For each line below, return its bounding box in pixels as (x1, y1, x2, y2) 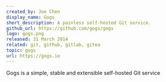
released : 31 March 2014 (6, 36, 68, 42)
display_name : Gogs (6, 14, 55, 20)
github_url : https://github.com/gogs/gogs (6, 25, 114, 31)
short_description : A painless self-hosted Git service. (6, 20, 152, 26)
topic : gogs (6, 48, 36, 53)
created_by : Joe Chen (6, 8, 61, 15)
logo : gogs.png (6, 31, 44, 37)
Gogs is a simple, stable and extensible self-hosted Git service (6, 69, 161, 76)
